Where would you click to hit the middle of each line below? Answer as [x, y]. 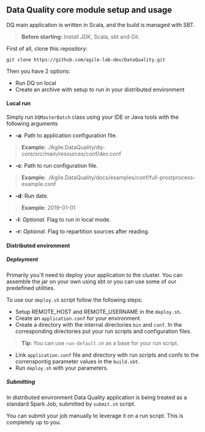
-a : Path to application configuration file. [66, 136]
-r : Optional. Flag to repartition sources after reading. [82, 231]
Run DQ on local [35, 83]
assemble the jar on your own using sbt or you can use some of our [91, 281]
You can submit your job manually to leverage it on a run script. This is [95, 415]
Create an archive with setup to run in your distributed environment [100, 89]
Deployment [22, 259]
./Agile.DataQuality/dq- [76, 147]
